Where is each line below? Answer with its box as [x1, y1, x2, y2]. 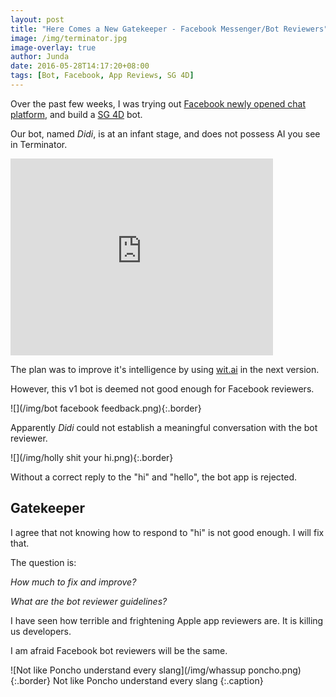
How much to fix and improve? [10, 576, 137, 588]
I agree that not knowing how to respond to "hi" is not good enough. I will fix [10, 526, 325, 538]
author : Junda [10, 52, 70, 62]
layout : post [10, 14, 65, 25]
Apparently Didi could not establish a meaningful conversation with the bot [10, 421, 318, 433]
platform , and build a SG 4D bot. [10, 108, 143, 120]
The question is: [10, 556, 77, 568]
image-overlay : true [10, 42, 97, 53]
